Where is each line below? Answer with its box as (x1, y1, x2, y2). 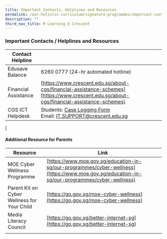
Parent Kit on (7, 184, 38, 191)
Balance (7, 71, 27, 78)
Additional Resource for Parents (5, 136, 73, 142)
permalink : (5, 12, 28, 17)
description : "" (5, 16, 39, 21)
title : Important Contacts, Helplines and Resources (5, 7, 117, 12)
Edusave (7, 65, 28, 72)
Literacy (7, 217, 27, 224)
